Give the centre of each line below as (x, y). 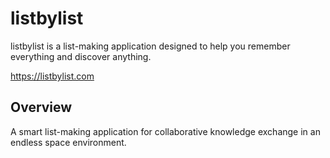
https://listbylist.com (52, 76)
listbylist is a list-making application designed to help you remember (150, 46)
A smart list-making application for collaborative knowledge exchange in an (165, 131)
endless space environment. (68, 142)
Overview (41, 107)
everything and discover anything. (81, 56)
